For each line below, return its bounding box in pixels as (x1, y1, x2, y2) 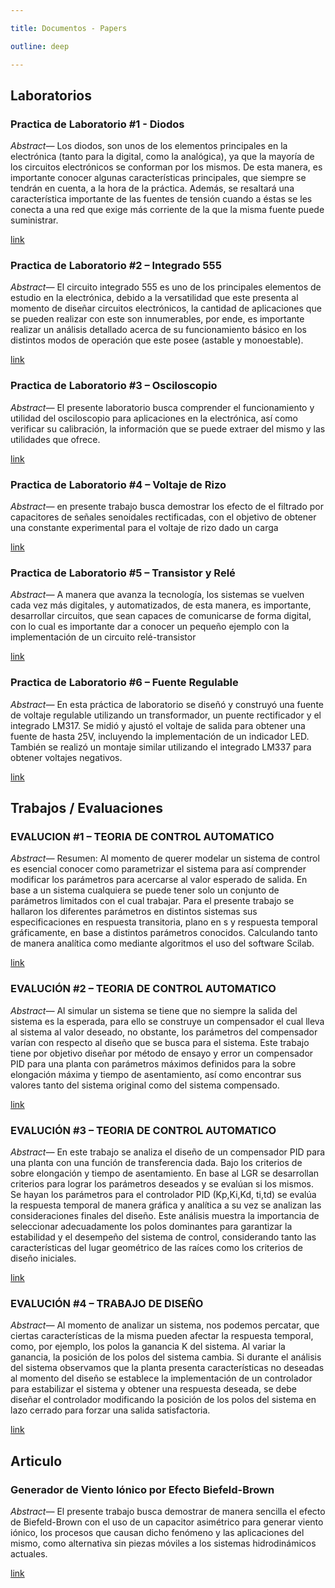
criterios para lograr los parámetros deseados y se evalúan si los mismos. (10, 1177, 314, 1190)
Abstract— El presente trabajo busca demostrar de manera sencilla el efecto (10, 1505, 326, 1517)
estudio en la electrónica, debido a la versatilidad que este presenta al (10, 292, 299, 304)
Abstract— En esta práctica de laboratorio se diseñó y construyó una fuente (10, 698, 324, 710)
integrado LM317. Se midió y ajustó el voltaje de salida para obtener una (10, 719, 306, 731)
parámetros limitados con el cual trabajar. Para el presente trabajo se (10, 895, 295, 907)
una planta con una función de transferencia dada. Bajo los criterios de (10, 1156, 303, 1168)
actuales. (10, 1547, 48, 1560)
